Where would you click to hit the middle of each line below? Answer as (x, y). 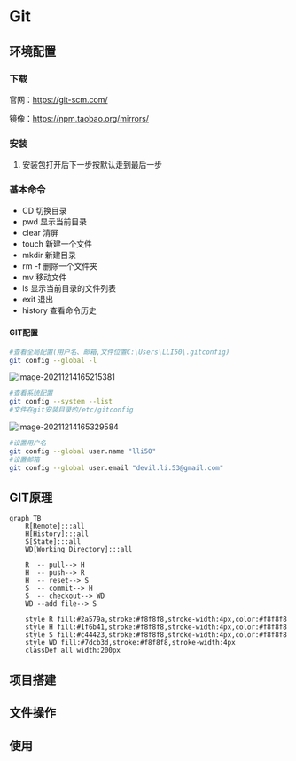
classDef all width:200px (73, 651)
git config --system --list (61, 402)
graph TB (25, 519)
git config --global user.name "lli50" (83, 451)
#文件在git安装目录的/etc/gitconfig (71, 410)
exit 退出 (38, 300)
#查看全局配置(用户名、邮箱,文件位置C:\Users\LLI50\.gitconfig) (120, 352)
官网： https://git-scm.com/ (58, 99)
